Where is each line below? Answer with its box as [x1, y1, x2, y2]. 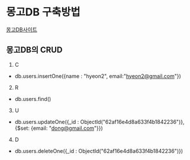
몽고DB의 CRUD [6, 45, 63, 55]
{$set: [14, 125, 30, 132]
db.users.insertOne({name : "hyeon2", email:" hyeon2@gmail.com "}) [14, 72, 182, 80]
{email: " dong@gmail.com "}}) [30, 125, 104, 132]
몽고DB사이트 [6, 26, 37, 33]
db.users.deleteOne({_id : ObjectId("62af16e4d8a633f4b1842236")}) [14, 147, 183, 154]
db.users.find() [14, 95, 51, 102]
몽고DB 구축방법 [6, 5, 80, 19]
